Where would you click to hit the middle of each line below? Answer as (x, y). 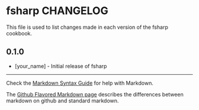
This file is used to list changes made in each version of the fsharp (87, 27)
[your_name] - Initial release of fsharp (61, 66)
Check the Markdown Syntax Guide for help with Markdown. (80, 83)
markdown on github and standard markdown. (62, 101)
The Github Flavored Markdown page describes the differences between (95, 94)
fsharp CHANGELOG (57, 11)
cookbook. (19, 33)
